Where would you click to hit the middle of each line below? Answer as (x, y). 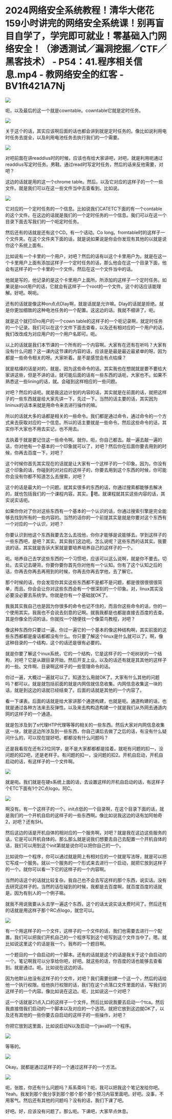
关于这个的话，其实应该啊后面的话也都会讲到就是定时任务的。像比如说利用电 (86, 131)
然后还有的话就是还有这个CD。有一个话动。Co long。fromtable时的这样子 (83, 232)
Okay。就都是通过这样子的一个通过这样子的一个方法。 (62, 1067)
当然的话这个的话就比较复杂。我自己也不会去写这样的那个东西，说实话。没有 (86, 880)
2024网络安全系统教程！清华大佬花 (80, 11)
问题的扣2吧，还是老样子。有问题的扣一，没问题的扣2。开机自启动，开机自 (84, 755)
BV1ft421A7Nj (35, 86)
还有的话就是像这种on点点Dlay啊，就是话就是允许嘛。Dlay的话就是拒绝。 (82, 304)
